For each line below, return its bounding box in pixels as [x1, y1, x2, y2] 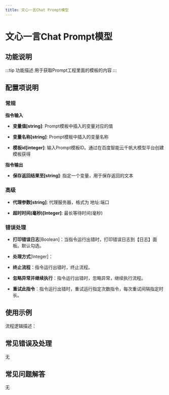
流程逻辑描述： [5, 323, 36, 329]
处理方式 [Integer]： [12, 253, 53, 259]
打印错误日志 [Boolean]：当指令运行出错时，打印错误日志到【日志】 [12, 236, 153, 242]
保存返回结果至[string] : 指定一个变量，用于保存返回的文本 [12, 173, 134, 179]
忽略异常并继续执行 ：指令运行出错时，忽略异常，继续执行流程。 [12, 275, 146, 281]
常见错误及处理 [5, 339, 52, 348]
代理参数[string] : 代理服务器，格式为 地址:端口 [12, 199, 110, 205]
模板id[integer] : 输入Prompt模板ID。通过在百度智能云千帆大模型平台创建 [12, 145, 164, 151]
